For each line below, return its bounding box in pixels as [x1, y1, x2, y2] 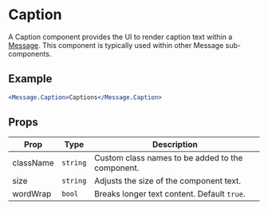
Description [152, 139, 198, 150]
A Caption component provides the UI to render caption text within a [8, 32, 233, 42]
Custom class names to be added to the [94, 153, 243, 164]
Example [8, 72, 53, 85]
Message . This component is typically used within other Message [8, 40, 224, 50]
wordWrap [12, 188, 52, 200]
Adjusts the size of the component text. [94, 176, 242, 187]
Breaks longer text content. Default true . [94, 188, 246, 200]
